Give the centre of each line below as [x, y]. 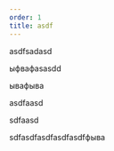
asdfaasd [26, 102]
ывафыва [27, 85]
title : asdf [31, 26]
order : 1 [25, 17]
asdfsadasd [31, 51]
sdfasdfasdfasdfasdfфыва [57, 137]
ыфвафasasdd [35, 68]
